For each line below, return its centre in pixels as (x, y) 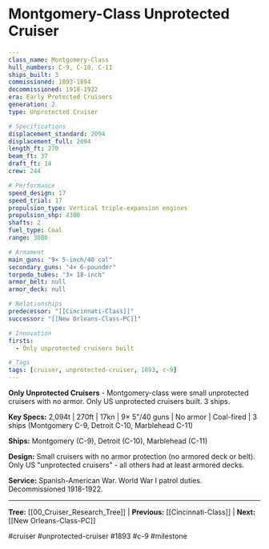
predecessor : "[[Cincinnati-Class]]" (71, 312)
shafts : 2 (25, 223)
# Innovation (30, 333)
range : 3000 (28, 238)
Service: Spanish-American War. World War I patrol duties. (105, 481)
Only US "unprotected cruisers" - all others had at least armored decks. (126, 465)
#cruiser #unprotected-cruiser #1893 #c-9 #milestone (98, 536)
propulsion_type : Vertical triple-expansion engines (98, 208)
